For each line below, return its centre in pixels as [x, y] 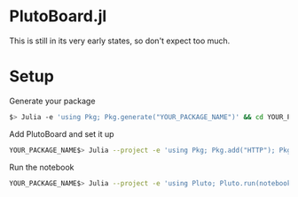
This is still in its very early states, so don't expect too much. [120, 41]
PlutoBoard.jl [58, 16]
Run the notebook [42, 167]
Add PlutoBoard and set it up [62, 133]
